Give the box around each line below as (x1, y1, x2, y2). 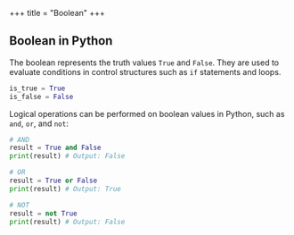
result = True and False (9, 143, 102, 153)
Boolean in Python (9, 33, 113, 48)
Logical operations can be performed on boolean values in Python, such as (9, 108, 285, 119)
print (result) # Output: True (9, 184, 122, 193)
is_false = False (9, 92, 74, 101)
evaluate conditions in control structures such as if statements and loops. (9, 66, 282, 77)
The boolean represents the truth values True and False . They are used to (9, 57, 280, 68)
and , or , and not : (9, 118, 69, 129)
